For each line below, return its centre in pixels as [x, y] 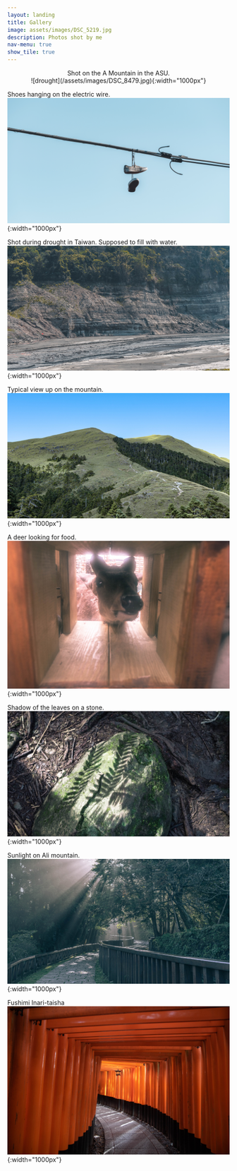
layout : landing [31, 15]
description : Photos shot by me [55, 37]
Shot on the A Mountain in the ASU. [119, 73]
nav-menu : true [30, 45]
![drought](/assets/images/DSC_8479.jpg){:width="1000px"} [119, 80]
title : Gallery [30, 22]
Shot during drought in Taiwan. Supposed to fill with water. [92, 242]
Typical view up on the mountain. [55, 389]
